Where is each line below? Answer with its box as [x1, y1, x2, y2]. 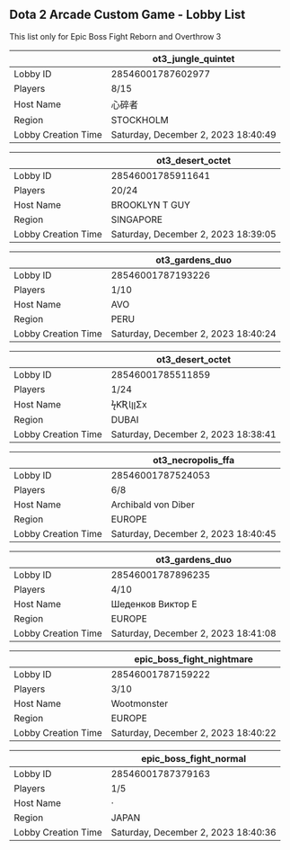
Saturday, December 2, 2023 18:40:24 [110, 327, 277, 340]
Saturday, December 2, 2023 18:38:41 [110, 427, 277, 440]
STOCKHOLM [110, 113, 169, 126]
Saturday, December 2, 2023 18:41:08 [110, 627, 277, 640]
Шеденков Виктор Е [110, 597, 198, 610]
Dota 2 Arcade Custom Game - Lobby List [9, 7, 246, 22]
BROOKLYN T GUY [110, 198, 191, 210]
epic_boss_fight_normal [140, 752, 247, 765]
